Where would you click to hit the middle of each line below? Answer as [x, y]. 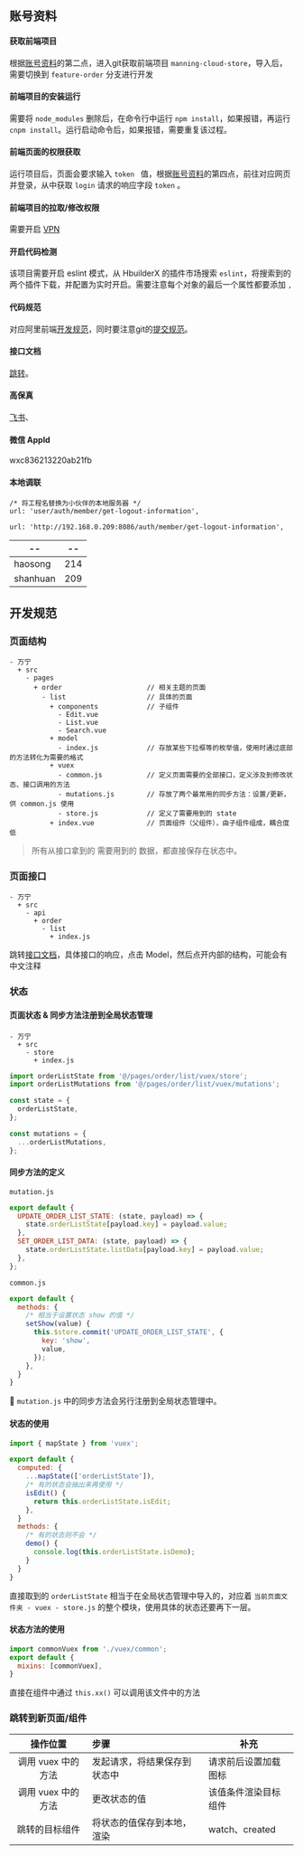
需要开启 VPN [35, 230]
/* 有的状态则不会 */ [61, 1535]
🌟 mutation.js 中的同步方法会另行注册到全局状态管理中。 [115, 1401]
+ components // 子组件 [114, 707]
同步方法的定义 [37, 1172]
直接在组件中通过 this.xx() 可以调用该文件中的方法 [105, 1692]
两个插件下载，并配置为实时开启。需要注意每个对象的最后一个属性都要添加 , [151, 285]
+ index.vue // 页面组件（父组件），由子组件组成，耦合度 [170, 824]
